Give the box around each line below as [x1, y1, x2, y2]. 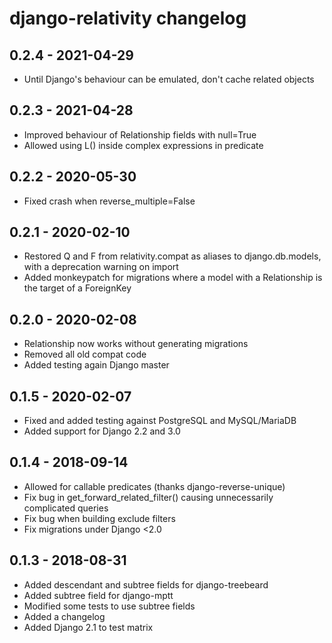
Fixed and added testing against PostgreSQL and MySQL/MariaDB [23, 415, 297, 427]
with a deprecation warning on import [23, 261, 179, 273]
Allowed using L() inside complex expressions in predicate [23, 139, 264, 151]
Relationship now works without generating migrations [23, 338, 249, 350]
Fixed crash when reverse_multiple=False [23, 195, 196, 207]
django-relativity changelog [9, 7, 247, 30]
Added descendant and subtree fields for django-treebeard [23, 578, 269, 591]
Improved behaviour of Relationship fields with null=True [23, 128, 257, 141]
